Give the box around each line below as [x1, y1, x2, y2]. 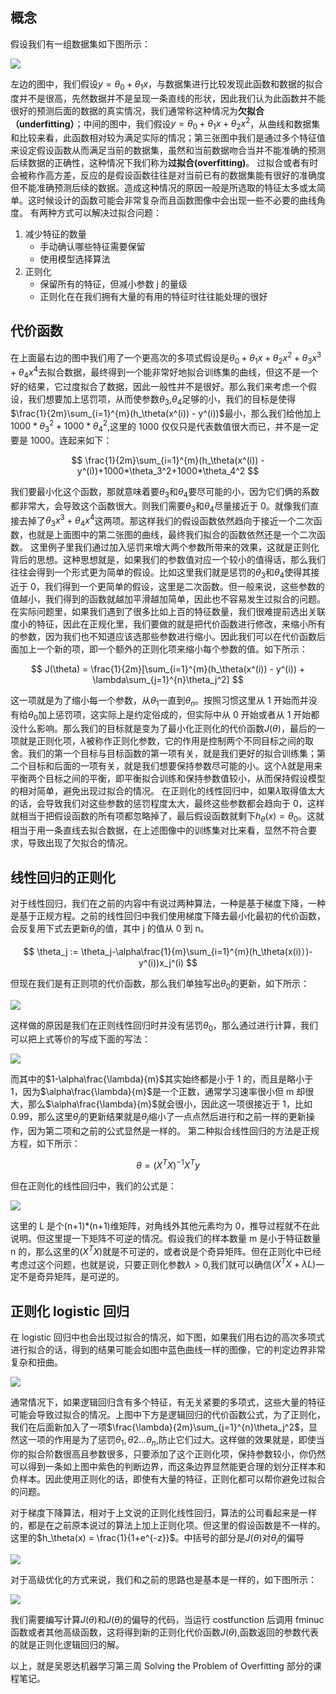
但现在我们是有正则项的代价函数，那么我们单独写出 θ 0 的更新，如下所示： [10, 977, 310, 992]
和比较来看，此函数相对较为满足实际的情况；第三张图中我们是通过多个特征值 [10, 132, 326, 144]
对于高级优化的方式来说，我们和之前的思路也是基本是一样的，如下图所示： [10, 1573, 317, 1585]
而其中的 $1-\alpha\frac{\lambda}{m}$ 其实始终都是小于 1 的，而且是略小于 [10, 1073, 314, 1085]
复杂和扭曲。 [10, 1356, 63, 1368]
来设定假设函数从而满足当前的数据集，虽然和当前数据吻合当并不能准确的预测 [10, 144, 326, 157]
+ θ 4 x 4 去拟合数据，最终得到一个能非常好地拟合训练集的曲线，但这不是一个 [10, 364, 319, 380]
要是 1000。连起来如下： [10, 434, 113, 447]
